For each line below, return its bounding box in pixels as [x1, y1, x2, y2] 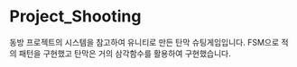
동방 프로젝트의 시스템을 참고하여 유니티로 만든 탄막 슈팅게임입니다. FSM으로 [9, 37, 280, 47]
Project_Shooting [9, 6, 142, 27]
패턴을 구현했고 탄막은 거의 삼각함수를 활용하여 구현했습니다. [18, 47, 232, 59]
